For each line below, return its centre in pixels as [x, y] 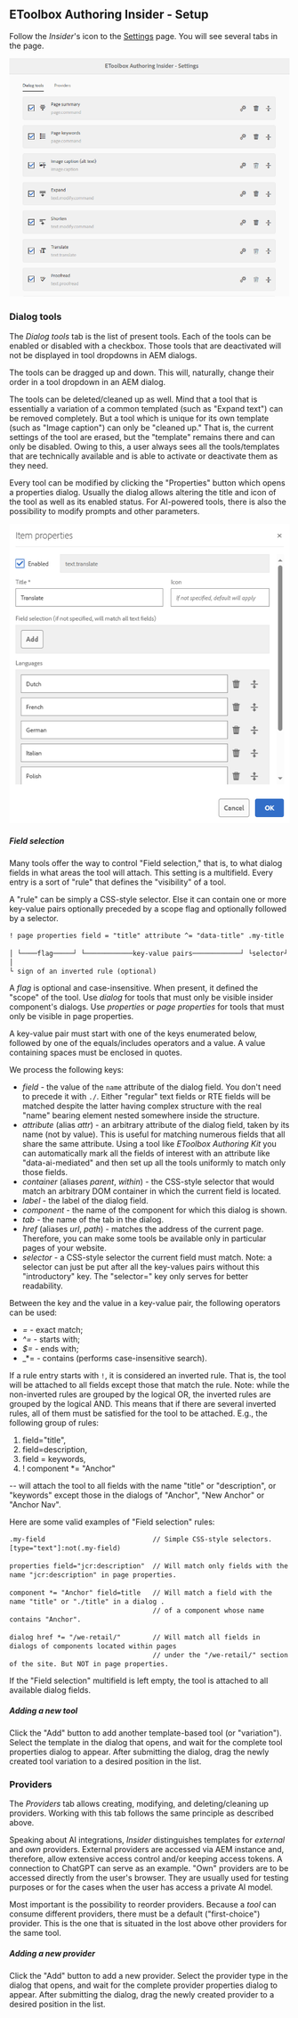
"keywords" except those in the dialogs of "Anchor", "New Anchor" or [137, 1495]
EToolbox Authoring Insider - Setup [109, 15]
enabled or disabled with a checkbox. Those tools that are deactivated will [145, 346]
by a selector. [34, 919]
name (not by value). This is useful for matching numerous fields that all [153, 1134]
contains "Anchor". [45, 1620]
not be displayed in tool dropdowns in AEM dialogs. [103, 355]
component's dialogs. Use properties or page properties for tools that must [147, 1007]
